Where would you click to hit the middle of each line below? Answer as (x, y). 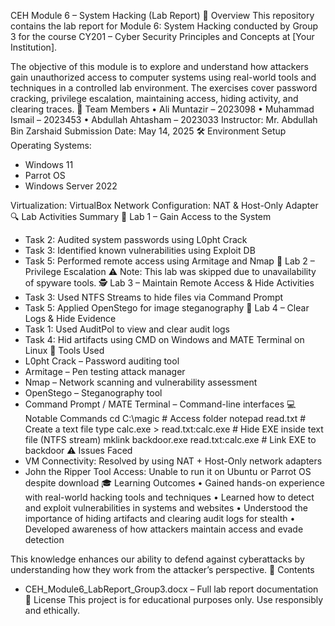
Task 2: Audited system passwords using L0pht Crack (136, 239)
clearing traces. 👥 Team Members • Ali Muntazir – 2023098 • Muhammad (162, 109)
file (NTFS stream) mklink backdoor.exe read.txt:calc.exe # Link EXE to (170, 439)
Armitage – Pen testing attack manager (105, 371)
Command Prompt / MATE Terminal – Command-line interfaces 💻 (160, 404)
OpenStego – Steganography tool (93, 393)
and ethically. (52, 610)
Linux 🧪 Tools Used (64, 350)
